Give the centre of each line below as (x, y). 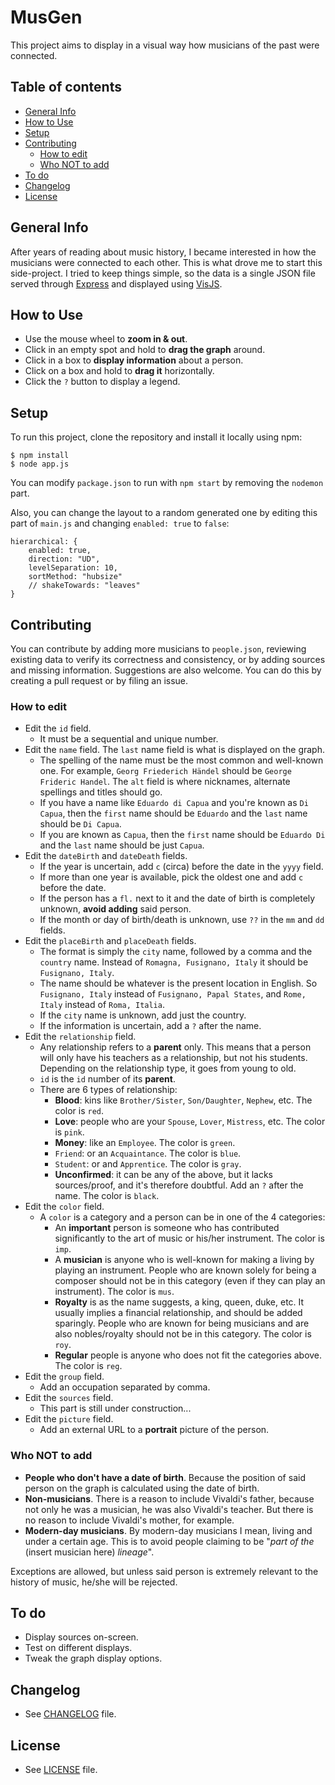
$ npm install (40, 456)
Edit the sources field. (69, 1398)
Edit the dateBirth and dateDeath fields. (106, 856)
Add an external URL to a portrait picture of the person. (154, 1430)
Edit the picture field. (69, 1419)
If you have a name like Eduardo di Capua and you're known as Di (174, 803)
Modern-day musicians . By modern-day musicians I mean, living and (168, 1530)
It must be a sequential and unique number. (129, 739)
